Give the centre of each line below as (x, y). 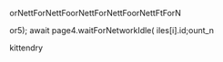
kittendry (26, 48)
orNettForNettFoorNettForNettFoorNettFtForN (96, 13)
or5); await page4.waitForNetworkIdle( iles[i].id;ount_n (112, 30)
